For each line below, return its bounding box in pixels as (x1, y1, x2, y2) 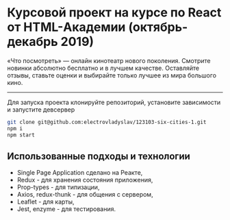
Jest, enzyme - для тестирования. (16, 205, 116, 213)
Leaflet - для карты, (16, 197, 75, 206)
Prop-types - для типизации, (16, 183, 100, 191)
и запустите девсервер (7, 105, 75, 114)
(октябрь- (128, 19, 188, 35)
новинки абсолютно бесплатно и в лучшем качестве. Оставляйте (7, 64, 200, 72)
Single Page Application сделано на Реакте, (16, 169, 143, 177)
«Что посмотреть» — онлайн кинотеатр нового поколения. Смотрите (7, 56, 211, 64)
